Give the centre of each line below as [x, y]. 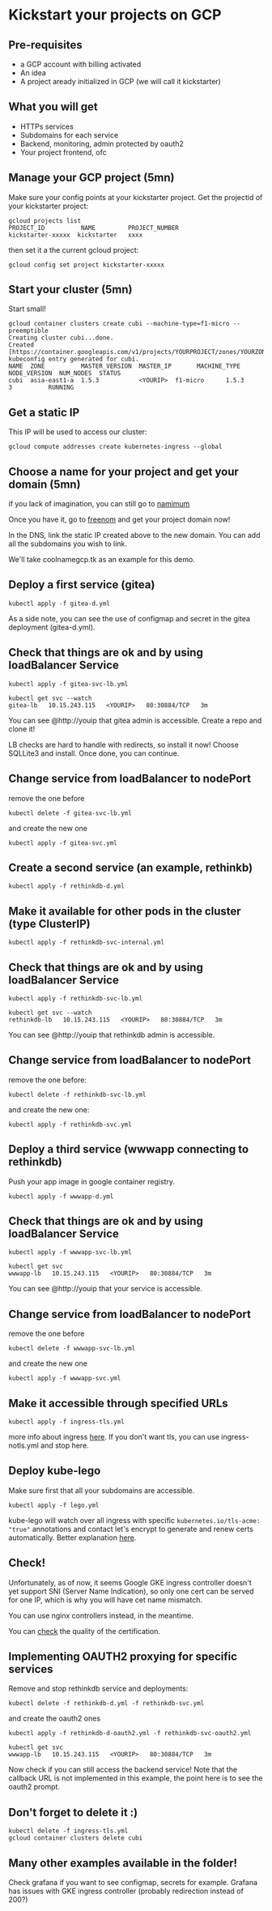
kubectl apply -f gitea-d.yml [59, 604]
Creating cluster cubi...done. [61, 338]
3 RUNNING [41, 388]
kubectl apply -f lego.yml [54, 1505]
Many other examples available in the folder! [123, 1863]
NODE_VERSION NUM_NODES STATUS [65, 373]
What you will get [53, 107]
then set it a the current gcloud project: [74, 250]
